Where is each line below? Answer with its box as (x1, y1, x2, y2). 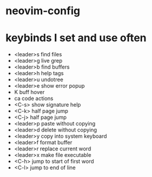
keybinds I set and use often (5, 31, 147, 45)
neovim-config (5, 4, 80, 18)
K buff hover (14, 89, 45, 96)
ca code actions (14, 95, 54, 102)
